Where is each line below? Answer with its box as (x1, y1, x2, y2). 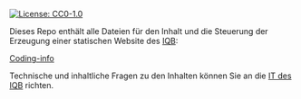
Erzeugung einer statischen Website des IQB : (9, 36, 179, 46)
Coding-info (9, 53, 54, 63)
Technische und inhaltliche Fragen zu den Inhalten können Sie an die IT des (9, 70, 292, 81)
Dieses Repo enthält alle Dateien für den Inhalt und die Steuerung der (9, 26, 269, 36)
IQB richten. (9, 80, 54, 90)
